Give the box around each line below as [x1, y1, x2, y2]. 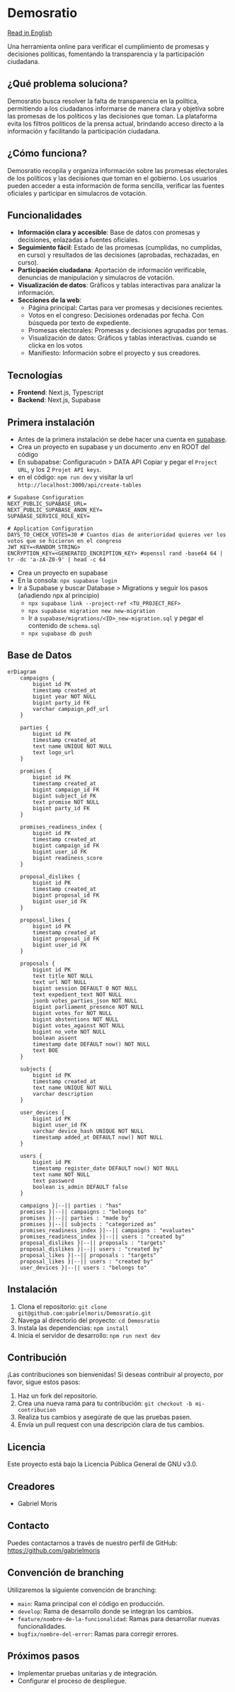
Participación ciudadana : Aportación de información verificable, [17, 266, 207, 275]
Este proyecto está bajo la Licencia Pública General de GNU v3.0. [7, 1460, 198, 1469]
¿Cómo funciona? [7, 148, 87, 160]
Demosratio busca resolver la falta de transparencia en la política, [7, 96, 199, 105]
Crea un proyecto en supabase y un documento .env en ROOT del [17, 443, 210, 451]
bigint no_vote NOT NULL [33, 1028, 106, 1035]
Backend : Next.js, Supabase [17, 396, 101, 404]
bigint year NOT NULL [33, 693, 97, 700]
